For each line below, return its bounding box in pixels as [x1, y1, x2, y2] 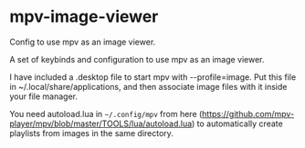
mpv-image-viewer [9, 6, 159, 27]
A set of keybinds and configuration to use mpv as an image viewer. [9, 54, 265, 64]
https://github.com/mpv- [202, 108, 295, 119]
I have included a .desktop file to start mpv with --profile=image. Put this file [9, 71, 297, 83]
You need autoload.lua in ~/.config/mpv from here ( [9, 108, 203, 119]
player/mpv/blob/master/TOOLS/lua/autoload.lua [9, 118, 193, 129]
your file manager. [9, 91, 78, 102]
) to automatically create [191, 118, 283, 129]
